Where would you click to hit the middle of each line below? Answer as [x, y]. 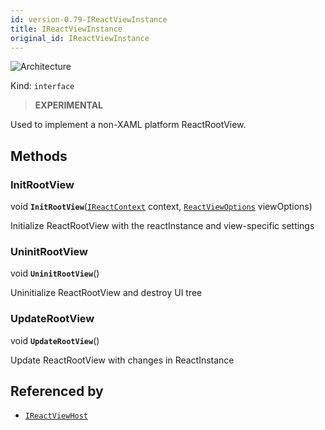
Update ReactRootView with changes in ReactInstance [122, 360]
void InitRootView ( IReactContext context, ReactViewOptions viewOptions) [161, 207]
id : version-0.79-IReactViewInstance [89, 19]
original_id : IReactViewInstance [80, 38]
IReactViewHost [56, 416]
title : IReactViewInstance [66, 29]
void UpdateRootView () [55, 340]
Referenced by [57, 391]
